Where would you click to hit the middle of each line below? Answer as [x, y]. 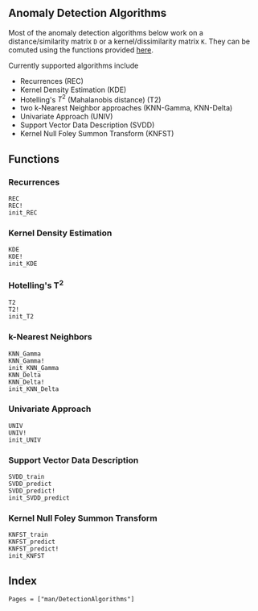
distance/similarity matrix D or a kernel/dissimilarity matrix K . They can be [129, 41]
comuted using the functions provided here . [81, 50]
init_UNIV [25, 440]
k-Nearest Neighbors [50, 337]
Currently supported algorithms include [74, 65]
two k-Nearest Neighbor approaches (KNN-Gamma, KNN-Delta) [126, 108]
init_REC [23, 213]
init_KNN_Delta [34, 389]
